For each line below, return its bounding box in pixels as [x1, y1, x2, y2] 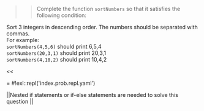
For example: [6, 37, 40, 43]
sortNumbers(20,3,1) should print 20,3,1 [6, 49, 106, 57]
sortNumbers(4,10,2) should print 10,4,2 [6, 56, 107, 63]
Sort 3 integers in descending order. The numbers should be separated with [6, 24, 198, 30]
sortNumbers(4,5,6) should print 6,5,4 [6, 43, 102, 50]
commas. [6, 30, 30, 37]
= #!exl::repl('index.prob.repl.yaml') [6, 79, 96, 87]
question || [6, 98, 34, 105]
